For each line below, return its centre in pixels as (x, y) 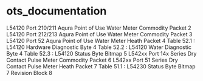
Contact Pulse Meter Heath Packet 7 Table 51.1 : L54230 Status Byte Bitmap (101, 66)
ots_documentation (57, 11)
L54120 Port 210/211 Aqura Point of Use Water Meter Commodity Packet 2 (99, 28)
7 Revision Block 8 (29, 73)
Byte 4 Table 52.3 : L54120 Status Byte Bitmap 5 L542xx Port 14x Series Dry (101, 53)
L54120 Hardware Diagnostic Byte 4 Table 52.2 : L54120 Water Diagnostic (99, 47)
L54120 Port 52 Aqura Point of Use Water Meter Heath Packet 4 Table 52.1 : (101, 40)
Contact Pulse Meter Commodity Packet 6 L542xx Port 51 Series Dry (92, 60)
